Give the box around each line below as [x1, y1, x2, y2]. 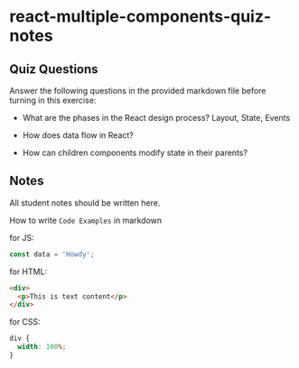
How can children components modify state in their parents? [22, 147, 248, 158]
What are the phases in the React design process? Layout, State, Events [22, 113, 291, 123]
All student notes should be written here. [9, 197, 161, 208]
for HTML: [9, 266, 48, 277]
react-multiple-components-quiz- [9, 6, 272, 27]
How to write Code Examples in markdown [9, 215, 163, 225]
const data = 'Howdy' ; [9, 250, 95, 259]
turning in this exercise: [9, 95, 97, 106]
